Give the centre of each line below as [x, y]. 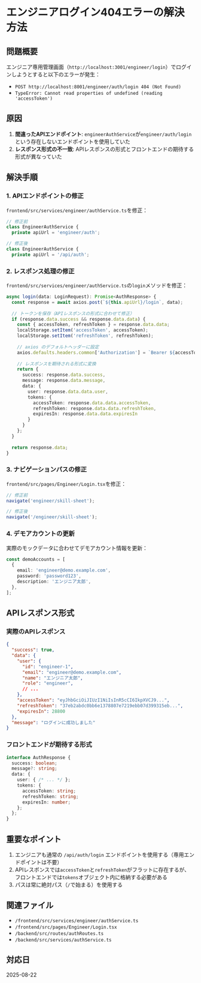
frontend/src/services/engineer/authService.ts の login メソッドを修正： [97, 285]
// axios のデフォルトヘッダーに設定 [58, 347]
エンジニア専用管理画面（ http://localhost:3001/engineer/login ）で [91, 67]
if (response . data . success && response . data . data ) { [79, 319]
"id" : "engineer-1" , [48, 667]
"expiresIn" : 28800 [41, 711]
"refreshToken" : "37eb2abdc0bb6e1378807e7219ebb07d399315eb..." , [100, 706]
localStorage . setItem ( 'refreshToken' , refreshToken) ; [85, 336]
